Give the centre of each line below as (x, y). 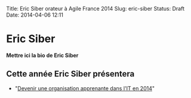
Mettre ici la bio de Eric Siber (42, 55)
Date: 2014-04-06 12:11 (35, 15)
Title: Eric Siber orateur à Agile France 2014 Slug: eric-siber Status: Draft (95, 9)
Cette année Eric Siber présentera (70, 74)
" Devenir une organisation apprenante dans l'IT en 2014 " (85, 88)
